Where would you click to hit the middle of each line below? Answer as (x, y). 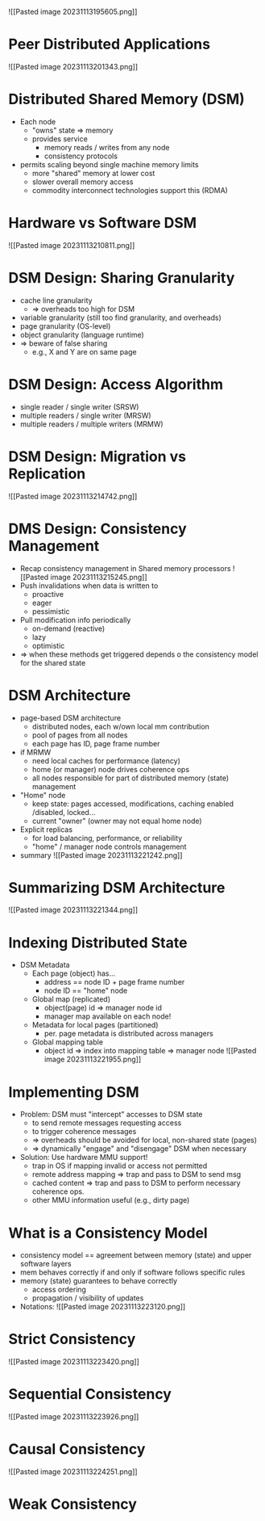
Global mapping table (67, 1042)
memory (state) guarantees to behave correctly (99, 1281)
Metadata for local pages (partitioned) (95, 1025)
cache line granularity (56, 300)
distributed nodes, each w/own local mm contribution (120, 726)
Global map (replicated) (71, 999)
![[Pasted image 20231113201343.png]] (73, 66)
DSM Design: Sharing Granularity (122, 278)
